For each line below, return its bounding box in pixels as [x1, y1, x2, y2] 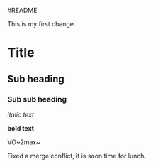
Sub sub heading [7, 94, 67, 104]
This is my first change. [7, 20, 76, 28]
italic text [7, 110, 34, 119]
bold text [7, 124, 34, 132]
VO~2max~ [7, 138, 40, 146]
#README [7, 6, 38, 14]
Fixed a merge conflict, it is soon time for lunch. [7, 151, 147, 160]
